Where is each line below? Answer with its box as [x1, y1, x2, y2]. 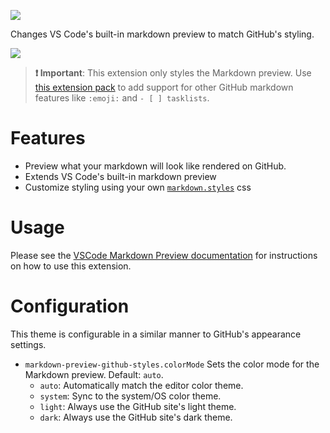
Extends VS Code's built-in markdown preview [24, 170, 217, 182]
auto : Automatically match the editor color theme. [39, 379, 244, 391]
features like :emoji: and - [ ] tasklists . [34, 92, 210, 104]
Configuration [10, 295, 130, 318]
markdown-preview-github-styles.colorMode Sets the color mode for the [24, 358, 320, 370]
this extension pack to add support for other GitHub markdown [34, 81, 294, 93]
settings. [10, 338, 47, 350]
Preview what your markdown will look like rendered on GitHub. [24, 160, 287, 172]
